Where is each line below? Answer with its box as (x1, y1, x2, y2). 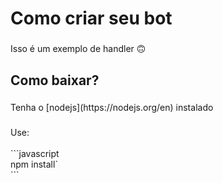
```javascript (10, 148, 60, 160)
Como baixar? (10, 72, 100, 89)
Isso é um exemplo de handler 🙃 (10, 43, 147, 55)
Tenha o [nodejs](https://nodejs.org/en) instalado (10, 102, 214, 114)
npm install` (10, 158, 58, 171)
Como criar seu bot (10, 7, 173, 30)
